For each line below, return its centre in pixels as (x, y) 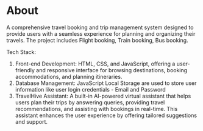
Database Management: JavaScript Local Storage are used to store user (106, 83)
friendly (25, 70)
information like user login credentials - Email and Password (90, 89)
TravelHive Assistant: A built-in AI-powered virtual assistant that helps (103, 96)
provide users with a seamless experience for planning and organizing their (101, 33)
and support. (31, 121)
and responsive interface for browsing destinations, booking (112, 70)
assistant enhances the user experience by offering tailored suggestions (106, 115)
